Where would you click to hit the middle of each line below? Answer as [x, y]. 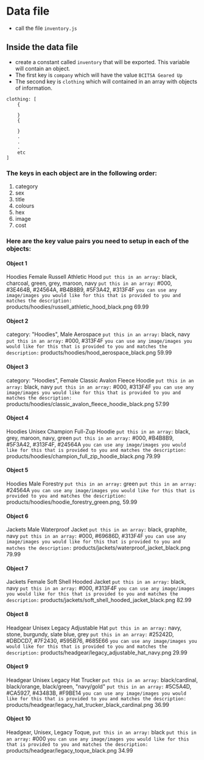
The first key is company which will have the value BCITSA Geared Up [99, 75]
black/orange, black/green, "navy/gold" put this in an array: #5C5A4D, [99, 686]
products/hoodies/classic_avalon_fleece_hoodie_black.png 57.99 [88, 404]
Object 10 [19, 719]
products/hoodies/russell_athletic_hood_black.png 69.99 [78, 307]
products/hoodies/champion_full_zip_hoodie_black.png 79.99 [83, 456]
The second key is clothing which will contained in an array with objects [106, 81]
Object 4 [17, 418]
